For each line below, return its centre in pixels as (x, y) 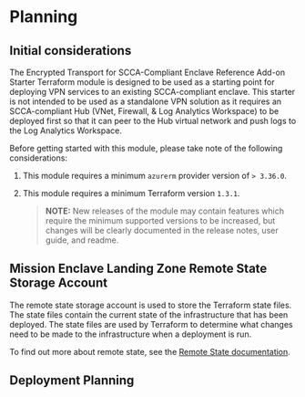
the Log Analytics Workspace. (66, 131)
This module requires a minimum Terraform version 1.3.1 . (131, 193)
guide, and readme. (82, 240)
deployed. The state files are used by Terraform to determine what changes (151, 324)
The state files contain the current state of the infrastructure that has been (149, 314)
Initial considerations (71, 51)
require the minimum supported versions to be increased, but (160, 220)
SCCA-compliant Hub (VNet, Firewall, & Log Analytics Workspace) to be (144, 111)
